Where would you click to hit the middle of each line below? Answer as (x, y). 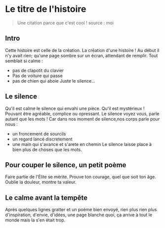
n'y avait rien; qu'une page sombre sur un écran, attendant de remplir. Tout (82, 55)
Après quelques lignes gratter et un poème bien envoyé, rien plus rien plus (81, 210)
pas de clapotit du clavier (38, 70)
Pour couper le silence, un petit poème (66, 165)
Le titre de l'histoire (46, 9)
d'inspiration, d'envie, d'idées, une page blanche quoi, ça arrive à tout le (79, 215)
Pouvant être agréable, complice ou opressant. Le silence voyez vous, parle (82, 114)
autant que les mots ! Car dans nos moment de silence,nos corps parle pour (82, 119)
